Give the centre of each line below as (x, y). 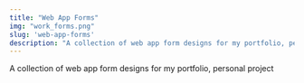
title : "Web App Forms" (54, 18)
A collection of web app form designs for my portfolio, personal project (142, 69)
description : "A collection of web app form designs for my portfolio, (147, 43)
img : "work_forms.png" (52, 26)
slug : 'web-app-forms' (52, 34)
